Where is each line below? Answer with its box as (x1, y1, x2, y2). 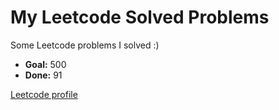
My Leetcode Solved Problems (10, 6, 270, 29)
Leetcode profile (10, 88, 78, 100)
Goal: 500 (24, 58, 67, 70)
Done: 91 (24, 69, 63, 81)
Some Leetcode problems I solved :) (10, 39, 160, 51)
